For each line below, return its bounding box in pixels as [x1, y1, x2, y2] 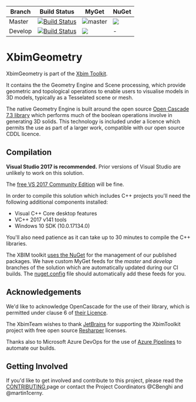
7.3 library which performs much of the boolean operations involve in [6, 111, 173, 118]
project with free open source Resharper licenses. [6, 327, 127, 334]
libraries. [6, 240, 28, 247]
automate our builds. [6, 344, 56, 351]
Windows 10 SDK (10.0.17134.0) [14, 222, 90, 229]
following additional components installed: [6, 198, 109, 205]
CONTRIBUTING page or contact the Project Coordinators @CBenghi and [6, 383, 184, 390]
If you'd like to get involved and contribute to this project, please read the [6, 377, 183, 384]
